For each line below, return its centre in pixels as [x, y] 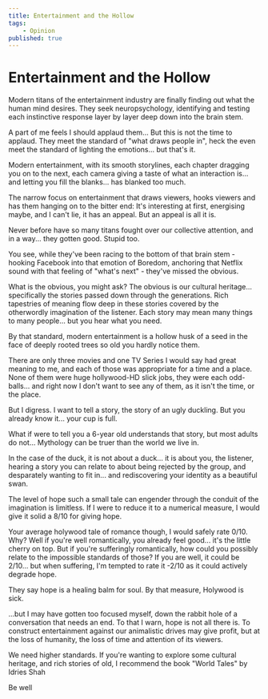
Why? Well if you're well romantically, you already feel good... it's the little [130, 540]
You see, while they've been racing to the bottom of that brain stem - [122, 254]
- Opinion [39, 30]
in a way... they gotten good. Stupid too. [74, 239]
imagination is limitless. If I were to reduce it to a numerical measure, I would [134, 508]
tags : [17, 23]
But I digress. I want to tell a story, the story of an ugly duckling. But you [127, 410]
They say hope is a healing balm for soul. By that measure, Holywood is [126, 590]
